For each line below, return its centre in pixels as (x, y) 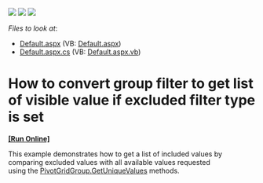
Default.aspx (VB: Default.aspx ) (70, 44)
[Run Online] (29, 138)
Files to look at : (33, 28)
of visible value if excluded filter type (132, 100)
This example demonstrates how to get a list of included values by (115, 154)
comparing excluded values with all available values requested (109, 162)
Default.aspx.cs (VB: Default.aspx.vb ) (80, 52)
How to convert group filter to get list (131, 84)
